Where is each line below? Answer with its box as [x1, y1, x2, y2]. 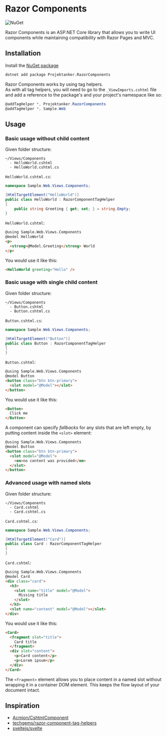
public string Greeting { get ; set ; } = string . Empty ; [14, 206, 131, 211]
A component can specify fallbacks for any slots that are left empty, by [5, 425, 151, 431]
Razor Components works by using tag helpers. [5, 81, 103, 87]
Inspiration [5, 701, 40, 710]
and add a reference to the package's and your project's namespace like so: [5, 92, 162, 98]
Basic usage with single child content [5, 279, 98, 286]
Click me [9, 411, 28, 416]
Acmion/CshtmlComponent [12, 714, 69, 721]
